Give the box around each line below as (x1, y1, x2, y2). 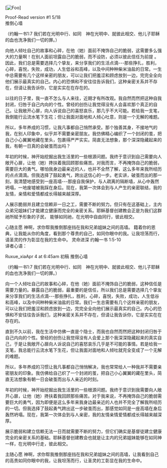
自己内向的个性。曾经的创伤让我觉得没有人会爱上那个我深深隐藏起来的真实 (5, 335, 158, 340)
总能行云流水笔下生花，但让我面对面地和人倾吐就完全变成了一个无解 (22, 347, 162, 353)
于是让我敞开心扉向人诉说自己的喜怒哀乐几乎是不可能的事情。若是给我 (13, 341, 158, 347)
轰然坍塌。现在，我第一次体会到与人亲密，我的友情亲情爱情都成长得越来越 (5, 412, 158, 417)
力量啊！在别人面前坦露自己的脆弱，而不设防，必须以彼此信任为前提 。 (13, 54, 159, 60)
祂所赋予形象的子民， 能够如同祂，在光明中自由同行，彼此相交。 (5, 214, 137, 219)
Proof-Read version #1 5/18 (5, 14, 61, 20)
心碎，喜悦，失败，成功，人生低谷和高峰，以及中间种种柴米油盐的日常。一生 (5, 66, 162, 72)
